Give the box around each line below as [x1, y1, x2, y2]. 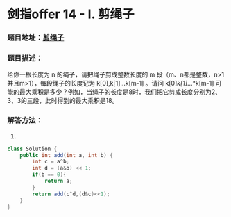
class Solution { [7, 145, 58, 152]
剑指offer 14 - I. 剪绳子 [7, 6, 135, 22]
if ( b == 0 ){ [32, 171, 67, 178]
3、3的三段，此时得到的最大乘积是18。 [7, 97, 119, 105]
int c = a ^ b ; [32, 158, 70, 166]
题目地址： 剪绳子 [7, 33, 65, 42]
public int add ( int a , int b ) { [19, 152, 113, 159]
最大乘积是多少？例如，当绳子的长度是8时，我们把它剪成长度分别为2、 [19, 88, 222, 96]
